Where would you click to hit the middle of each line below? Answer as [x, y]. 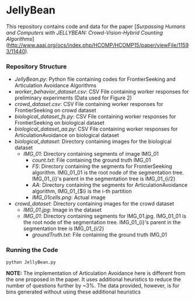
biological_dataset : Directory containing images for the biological [93, 142]
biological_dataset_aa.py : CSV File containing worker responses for [96, 129]
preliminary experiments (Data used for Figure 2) [73, 98]
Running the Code [32, 250]
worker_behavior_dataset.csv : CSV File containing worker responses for [102, 92]
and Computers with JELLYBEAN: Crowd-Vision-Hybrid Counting [85, 32]
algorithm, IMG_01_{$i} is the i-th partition [82, 191]
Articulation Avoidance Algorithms [55, 85]
